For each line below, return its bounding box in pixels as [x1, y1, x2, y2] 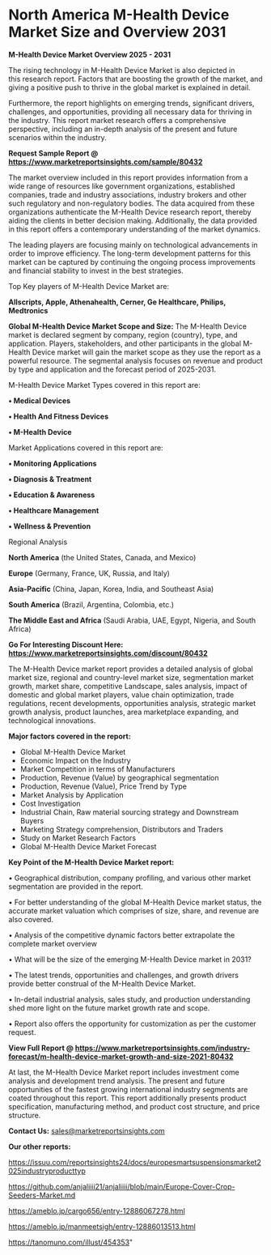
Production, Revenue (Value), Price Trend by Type [19, 781, 188, 791]
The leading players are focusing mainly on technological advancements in [8, 240, 258, 249]
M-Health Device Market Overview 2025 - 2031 [8, 49, 171, 59]
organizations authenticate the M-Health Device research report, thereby [8, 206, 252, 216]
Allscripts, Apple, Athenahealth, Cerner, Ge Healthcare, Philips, [8, 297, 227, 307]
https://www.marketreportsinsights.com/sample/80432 [8, 156, 203, 167]
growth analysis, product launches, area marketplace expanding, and [8, 707, 239, 717]
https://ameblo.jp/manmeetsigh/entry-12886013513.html [8, 1221, 196, 1232]
